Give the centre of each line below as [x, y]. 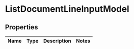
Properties [22, 27]
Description [57, 41]
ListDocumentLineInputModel [67, 9]
